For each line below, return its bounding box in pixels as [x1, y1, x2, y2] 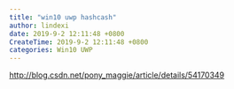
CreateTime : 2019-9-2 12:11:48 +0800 [9, 37, 149, 47]
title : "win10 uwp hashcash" [9, 12, 117, 22]
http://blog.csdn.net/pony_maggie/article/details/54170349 [9, 70, 225, 80]
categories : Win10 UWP [9, 46, 93, 55]
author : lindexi [9, 21, 69, 30]
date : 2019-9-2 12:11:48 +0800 [9, 29, 125, 38]
